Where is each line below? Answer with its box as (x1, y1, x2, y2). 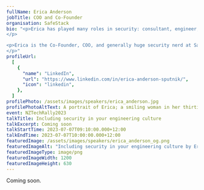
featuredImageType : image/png (6, 149, 83, 155)
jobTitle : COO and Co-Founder (6, 15, 83, 21)
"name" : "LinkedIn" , (22, 70, 75, 76)
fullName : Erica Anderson (6, 8, 72, 15)
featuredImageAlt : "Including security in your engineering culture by (6, 143, 191, 149)
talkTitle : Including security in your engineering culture (6, 116, 162, 122)
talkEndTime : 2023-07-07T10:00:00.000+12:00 (6, 133, 121, 139)
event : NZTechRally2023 (6, 110, 67, 116)
